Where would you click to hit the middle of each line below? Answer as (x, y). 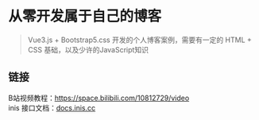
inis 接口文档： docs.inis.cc (52, 107)
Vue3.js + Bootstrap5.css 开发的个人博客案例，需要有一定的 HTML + (140, 40)
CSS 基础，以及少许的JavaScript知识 (88, 49)
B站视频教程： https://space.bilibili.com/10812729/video (99, 98)
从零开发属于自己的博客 (85, 16)
